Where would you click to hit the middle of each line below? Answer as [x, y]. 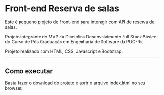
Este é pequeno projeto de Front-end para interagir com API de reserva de [80, 22]
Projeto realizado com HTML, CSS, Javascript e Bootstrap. [64, 51]
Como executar [29, 71]
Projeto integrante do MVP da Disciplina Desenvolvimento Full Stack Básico [81, 37]
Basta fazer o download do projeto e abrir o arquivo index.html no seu [75, 83]
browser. [14, 88]
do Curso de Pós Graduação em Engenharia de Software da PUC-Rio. [75, 41]
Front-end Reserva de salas [62, 9]
